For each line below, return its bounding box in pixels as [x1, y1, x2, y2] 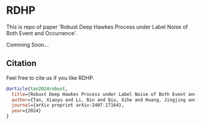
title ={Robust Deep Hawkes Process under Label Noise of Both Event [11, 91, 186, 97]
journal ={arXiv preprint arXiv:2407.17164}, [11, 102, 124, 108]
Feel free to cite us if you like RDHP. [6, 74, 95, 81]
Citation [6, 58, 37, 68]
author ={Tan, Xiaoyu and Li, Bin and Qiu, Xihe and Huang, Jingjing [11, 96, 186, 103]
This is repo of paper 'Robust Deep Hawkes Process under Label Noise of [6, 23, 188, 30]
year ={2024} [11, 108, 42, 114]
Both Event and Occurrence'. [6, 29, 77, 36]
